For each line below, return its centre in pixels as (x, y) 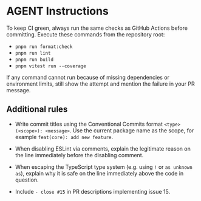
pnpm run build (34, 60)
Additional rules (37, 110)
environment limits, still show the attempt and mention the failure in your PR (101, 84)
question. (27, 180)
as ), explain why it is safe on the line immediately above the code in (99, 173)
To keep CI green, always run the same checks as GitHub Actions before (97, 28)
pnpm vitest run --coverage (50, 66)
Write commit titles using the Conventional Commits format (89, 124)
